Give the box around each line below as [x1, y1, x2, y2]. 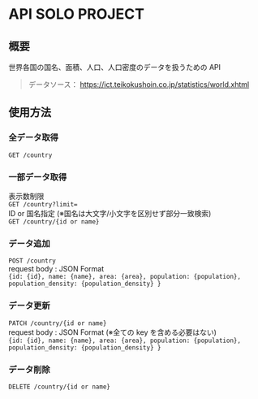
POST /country [8, 257, 57, 265]
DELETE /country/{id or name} [8, 383, 111, 391]
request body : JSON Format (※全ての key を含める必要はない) [8, 327, 217, 337]
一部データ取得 [8, 171, 67, 183]
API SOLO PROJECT [8, 5, 144, 24]
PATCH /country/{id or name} [8, 319, 107, 327]
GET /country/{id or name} [8, 217, 100, 226]
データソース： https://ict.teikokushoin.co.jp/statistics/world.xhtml [28, 80, 250, 89]
